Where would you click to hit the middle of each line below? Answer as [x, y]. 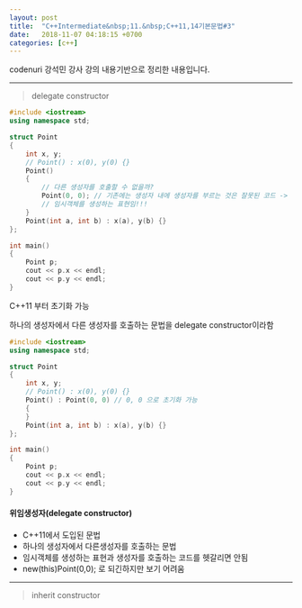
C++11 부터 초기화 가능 [49, 305]
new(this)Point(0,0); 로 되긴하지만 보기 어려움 [103, 568]
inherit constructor [66, 594]
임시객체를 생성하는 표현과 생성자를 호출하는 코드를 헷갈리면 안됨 [135, 557]
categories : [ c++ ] [44, 43]
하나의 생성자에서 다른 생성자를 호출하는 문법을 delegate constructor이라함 [142, 324]
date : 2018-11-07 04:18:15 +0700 [76, 34]
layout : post [34, 18]
